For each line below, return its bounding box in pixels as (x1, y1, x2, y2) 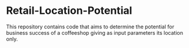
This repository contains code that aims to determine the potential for (6, 23, 175, 30)
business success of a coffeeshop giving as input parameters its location (6, 29, 184, 36)
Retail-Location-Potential (6, 4, 132, 17)
